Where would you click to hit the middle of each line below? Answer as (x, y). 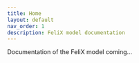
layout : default (30, 20)
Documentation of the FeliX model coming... (70, 52)
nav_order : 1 (26, 26)
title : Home (24, 13)
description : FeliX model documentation (66, 33)
